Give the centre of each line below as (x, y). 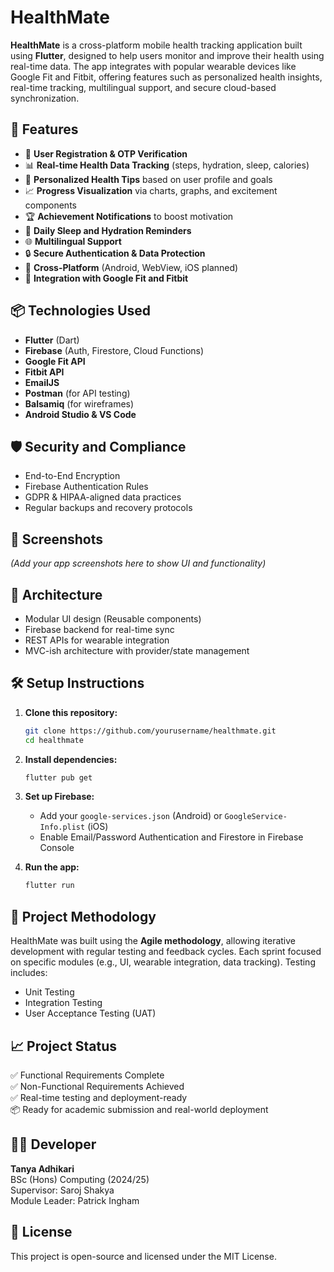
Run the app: (52, 867)
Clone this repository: (71, 712)
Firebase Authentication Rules (86, 487)
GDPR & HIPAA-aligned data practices (103, 497)
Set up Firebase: (59, 797)
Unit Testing (49, 992)
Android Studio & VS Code (80, 414)
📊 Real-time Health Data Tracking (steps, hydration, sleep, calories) (167, 165)
